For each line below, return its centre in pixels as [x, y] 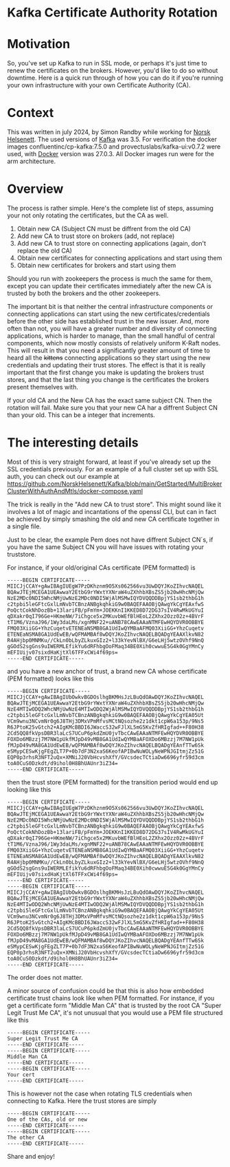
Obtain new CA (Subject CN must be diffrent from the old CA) [104, 229]
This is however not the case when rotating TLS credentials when [100, 1093]
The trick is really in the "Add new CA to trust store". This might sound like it [114, 504]
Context [31, 113]
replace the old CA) [44, 250]
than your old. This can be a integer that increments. [81, 415]
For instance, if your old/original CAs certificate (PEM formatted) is [101, 567]
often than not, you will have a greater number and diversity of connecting [112, 329]
